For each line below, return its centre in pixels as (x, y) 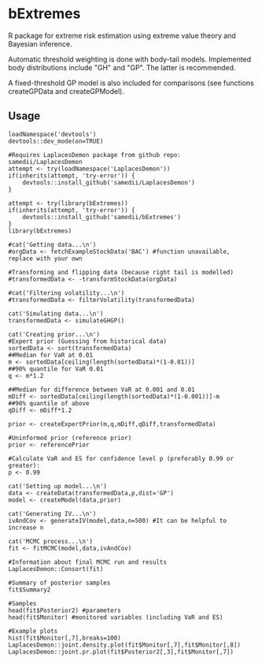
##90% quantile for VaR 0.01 (56, 369)
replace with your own (45, 258)
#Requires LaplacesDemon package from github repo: (94, 155)
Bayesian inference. (40, 43)
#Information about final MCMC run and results (88, 562)
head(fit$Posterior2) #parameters (65, 610)
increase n (26, 528)
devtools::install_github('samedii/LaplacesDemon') (109, 182)
